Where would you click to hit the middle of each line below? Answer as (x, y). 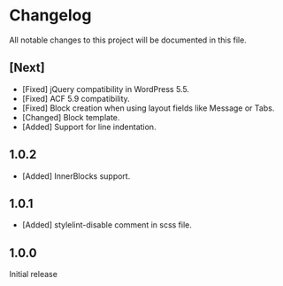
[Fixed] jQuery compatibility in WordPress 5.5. (106, 89)
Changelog (50, 15)
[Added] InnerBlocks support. (76, 176)
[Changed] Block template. (71, 117)
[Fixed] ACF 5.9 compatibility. (76, 98)
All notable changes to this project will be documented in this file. (128, 40)
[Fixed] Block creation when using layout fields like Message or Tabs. (148, 108)
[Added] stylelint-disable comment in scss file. (107, 225)
